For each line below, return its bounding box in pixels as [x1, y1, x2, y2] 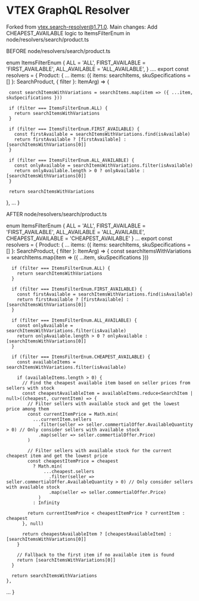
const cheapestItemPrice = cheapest [27, 458, 119, 464]
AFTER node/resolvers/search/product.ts [6, 210, 107, 217]
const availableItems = [17, 359, 76, 365]
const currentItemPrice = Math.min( [27, 411, 119, 417]
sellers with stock [6, 385, 55, 391]
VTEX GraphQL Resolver [6, 4, 130, 17]
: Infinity [32, 500, 60, 506]
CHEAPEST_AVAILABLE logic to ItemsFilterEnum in [6, 29, 130, 36]
